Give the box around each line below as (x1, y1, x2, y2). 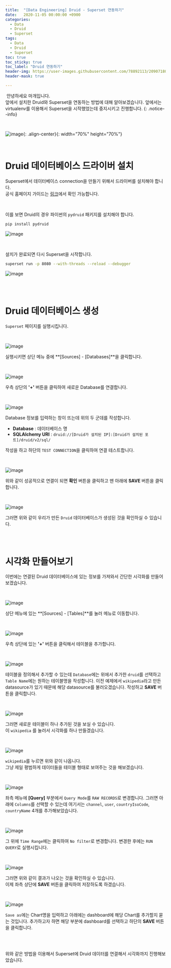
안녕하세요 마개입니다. (6, 93, 50, 99)
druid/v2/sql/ (21, 437, 51, 443)
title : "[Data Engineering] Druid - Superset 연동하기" (5, 7, 125, 13)
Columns (14, 802, 31, 807)
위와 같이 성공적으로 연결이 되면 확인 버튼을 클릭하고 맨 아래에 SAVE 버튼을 (5, 477, 154, 483)
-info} (5, 111, 18, 117)
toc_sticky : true (5, 60, 42, 65)
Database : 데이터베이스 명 (12, 425, 68, 432)
